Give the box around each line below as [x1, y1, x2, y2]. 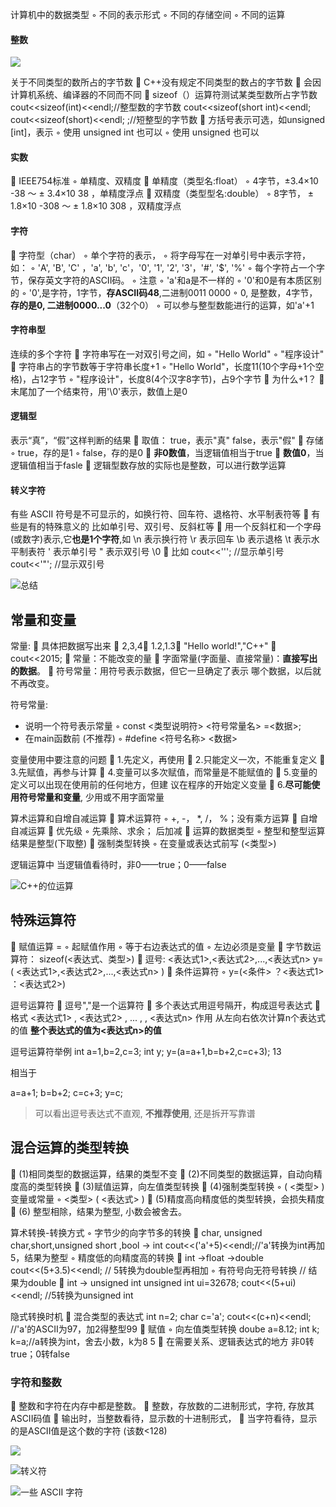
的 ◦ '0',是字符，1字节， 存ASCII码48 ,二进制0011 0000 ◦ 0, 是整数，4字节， [10, 286, 318, 298]
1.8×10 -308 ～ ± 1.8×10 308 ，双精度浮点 [10, 200, 182, 212]
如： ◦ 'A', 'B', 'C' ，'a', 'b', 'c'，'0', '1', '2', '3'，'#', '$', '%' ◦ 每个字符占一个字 [10, 261, 326, 273]
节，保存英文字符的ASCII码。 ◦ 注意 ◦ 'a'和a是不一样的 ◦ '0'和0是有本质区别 [10, 274, 322, 286]
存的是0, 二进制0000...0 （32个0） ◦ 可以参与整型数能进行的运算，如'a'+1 [10, 299, 315, 311]
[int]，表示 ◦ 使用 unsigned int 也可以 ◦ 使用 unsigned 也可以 [10, 126, 260, 138]
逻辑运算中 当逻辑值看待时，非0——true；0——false [10, 859, 227, 871]
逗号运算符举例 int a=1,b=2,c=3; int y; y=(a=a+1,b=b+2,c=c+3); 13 [10, 1045, 282, 1057]
